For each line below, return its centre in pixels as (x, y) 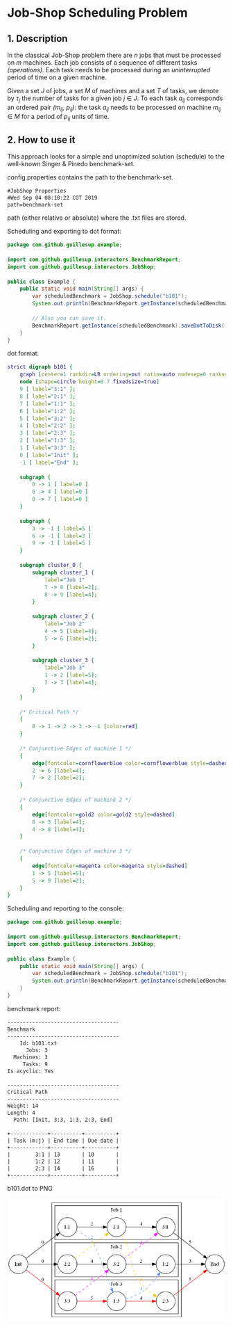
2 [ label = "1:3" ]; (48, 441)
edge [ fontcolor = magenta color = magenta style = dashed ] (110, 866)
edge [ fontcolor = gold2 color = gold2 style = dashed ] (104, 814)
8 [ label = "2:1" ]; (48, 396)
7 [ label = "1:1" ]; (48, 404)
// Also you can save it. (70, 318)
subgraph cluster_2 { (63, 617)
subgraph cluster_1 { (63, 572)
